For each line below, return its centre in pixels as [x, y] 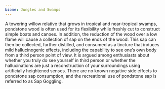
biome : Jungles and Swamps [33, 10]
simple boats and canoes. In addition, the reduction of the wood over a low [81, 34]
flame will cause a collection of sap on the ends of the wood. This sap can [81, 39]
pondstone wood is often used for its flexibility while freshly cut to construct [82, 29]
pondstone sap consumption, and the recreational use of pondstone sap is [81, 76]
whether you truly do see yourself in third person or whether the [70, 60]
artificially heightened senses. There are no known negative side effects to [81, 71]
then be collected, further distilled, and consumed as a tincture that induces [82, 44]
